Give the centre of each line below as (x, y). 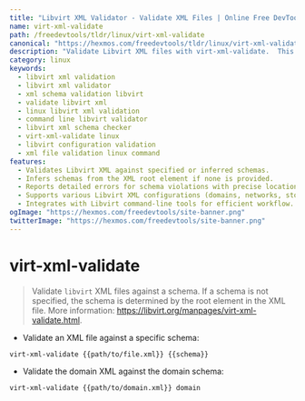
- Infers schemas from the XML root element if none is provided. (146, 178)
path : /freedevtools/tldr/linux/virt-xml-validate (107, 35)
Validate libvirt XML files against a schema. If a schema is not (150, 291)
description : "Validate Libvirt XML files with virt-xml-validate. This (152, 52)
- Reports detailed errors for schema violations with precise (139, 187)
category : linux (40, 60)
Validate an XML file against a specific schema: (111, 337)
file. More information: (73, 310)
